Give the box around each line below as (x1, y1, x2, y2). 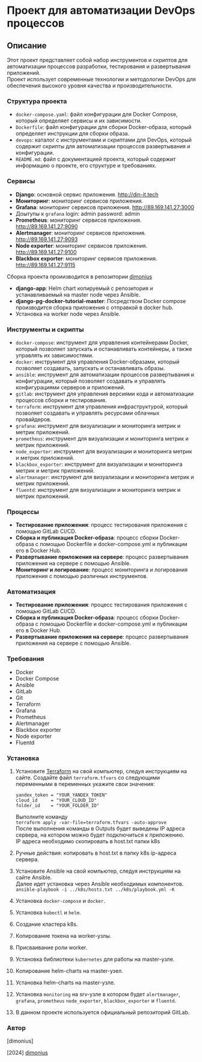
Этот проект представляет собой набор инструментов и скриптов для (7, 57, 188, 63)
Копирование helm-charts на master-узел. (15, 967, 123, 975)
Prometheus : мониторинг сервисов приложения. (15, 216, 142, 224)
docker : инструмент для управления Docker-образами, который (15, 358, 180, 365)
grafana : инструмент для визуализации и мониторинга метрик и (15, 422, 181, 429)
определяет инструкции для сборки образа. (15, 130, 130, 137)
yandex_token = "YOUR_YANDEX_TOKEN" (15, 792, 108, 799)
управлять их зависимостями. (15, 351, 94, 359)
